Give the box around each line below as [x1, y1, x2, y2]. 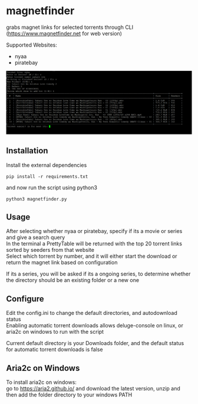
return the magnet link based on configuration [6, 259, 118, 266]
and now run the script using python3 [6, 184, 97, 191]
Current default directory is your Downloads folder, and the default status [6, 340, 184, 347]
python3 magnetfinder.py [6, 196, 67, 202]
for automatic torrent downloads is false [6, 346, 103, 353]
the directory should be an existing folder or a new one [6, 277, 140, 284]
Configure [6, 294, 44, 304]
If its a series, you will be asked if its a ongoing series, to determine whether [6, 270, 191, 278]
